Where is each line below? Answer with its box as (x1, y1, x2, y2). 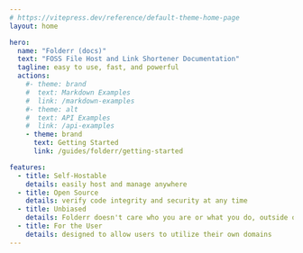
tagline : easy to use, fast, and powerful (17, 63, 179, 72)
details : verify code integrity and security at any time (25, 196, 248, 205)
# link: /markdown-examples (25, 96, 135, 105)
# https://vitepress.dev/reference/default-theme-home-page (9, 13, 241, 23)
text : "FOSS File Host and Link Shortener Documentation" (17, 55, 241, 64)
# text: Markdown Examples (25, 87, 131, 97)
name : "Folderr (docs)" (17, 46, 106, 55)
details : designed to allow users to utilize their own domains (25, 230, 272, 239)
